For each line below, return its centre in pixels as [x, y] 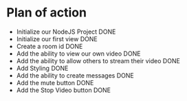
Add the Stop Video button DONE [64, 90]
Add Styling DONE [42, 68]
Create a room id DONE [49, 46]
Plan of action [47, 13]
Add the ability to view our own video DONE [78, 54]
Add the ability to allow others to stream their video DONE [98, 60]
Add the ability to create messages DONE [75, 75]
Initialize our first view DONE [57, 38]
